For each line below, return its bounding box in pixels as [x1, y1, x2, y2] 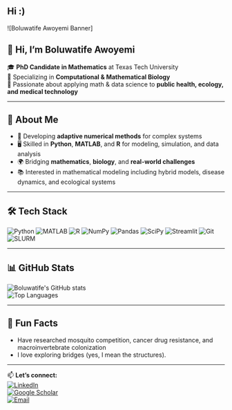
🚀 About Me [7, 114, 59, 126]
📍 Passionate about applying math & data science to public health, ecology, [7, 80, 224, 88]
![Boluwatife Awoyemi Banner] [7, 24, 93, 32]
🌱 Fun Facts [7, 317, 59, 329]
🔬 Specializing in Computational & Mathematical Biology [7, 73, 171, 81]
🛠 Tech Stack [7, 205, 68, 217]
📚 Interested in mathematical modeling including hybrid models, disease [17, 168, 225, 176]
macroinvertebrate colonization [17, 343, 106, 351]
